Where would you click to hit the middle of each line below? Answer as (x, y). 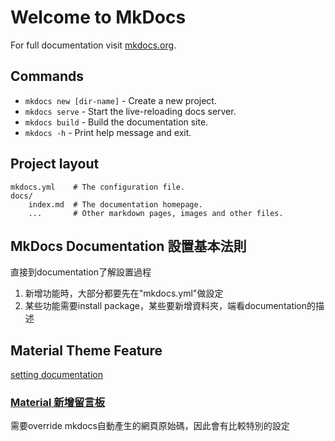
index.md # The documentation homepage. (115, 204)
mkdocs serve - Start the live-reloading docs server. (130, 111)
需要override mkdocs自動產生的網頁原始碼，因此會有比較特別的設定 (150, 426)
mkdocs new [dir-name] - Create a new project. (120, 100)
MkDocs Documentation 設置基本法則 (128, 246)
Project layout (55, 164)
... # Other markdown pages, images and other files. (156, 213)
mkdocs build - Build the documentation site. (116, 122)
